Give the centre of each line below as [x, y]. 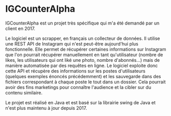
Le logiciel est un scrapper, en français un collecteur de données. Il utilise [83, 38]
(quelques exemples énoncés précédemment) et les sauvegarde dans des [83, 76]
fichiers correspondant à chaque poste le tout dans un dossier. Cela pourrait [86, 82]
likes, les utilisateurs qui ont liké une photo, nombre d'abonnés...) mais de [82, 60]
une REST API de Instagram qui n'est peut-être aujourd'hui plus [72, 43]
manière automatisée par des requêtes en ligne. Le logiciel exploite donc [82, 65]
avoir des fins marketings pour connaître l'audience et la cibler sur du [78, 87]
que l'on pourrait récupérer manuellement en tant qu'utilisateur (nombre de [84, 55]
